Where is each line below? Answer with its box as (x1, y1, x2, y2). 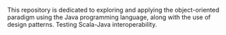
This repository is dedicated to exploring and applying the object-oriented (7, 6, 220, 14)
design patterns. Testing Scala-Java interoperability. (7, 21, 158, 28)
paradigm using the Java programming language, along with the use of (7, 13, 211, 21)
